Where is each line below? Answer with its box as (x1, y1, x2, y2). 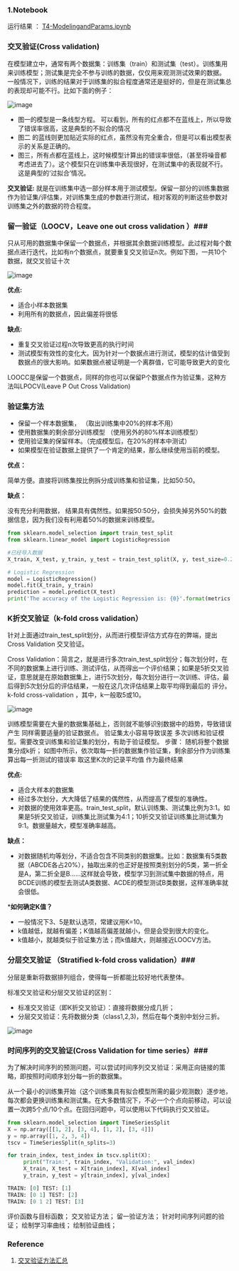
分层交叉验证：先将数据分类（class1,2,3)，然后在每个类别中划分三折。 (17, 1012, 224, 1021)
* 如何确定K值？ (7, 903, 53, 911)
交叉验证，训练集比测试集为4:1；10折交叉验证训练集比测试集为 (40, 812, 224, 821)
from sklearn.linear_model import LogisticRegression (7, 537, 171, 544)
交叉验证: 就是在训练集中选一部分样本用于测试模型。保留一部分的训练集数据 (7, 183, 230, 192)
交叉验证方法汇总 (17, 1256, 68, 1265)
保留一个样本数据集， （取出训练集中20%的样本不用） (17, 419, 177, 427)
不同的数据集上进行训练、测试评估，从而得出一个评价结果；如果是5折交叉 (7, 664, 223, 672)
